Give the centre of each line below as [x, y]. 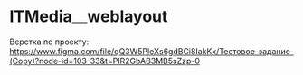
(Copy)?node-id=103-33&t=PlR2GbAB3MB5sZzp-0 [105, 61]
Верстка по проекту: [49, 42]
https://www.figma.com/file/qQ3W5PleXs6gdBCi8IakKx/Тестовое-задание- [151, 51]
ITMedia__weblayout [89, 17]
